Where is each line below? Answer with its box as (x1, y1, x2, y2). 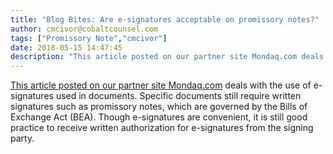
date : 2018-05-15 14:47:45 (10, 42, 123, 53)
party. (10, 132, 35, 145)
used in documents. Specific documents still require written (55, 90, 302, 102)
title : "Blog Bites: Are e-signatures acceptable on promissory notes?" (10, 14, 320, 25)
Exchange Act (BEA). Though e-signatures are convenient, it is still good (10, 111, 308, 123)
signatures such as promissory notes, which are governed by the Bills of (10, 101, 308, 113)
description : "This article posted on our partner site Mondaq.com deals (10, 52, 325, 62)
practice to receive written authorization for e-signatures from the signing (10, 122, 314, 134)
